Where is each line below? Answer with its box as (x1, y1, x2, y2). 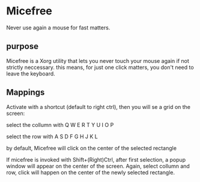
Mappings (6, 87, 45, 98)
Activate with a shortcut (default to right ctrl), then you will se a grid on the (6, 103, 191, 110)
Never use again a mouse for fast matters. (6, 24, 111, 31)
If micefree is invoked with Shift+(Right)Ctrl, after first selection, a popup (6, 156, 186, 163)
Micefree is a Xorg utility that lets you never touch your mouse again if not (6, 57, 189, 64)
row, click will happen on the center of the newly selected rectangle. (6, 169, 175, 176)
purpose (6, 41, 39, 51)
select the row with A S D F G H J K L (6, 133, 98, 140)
